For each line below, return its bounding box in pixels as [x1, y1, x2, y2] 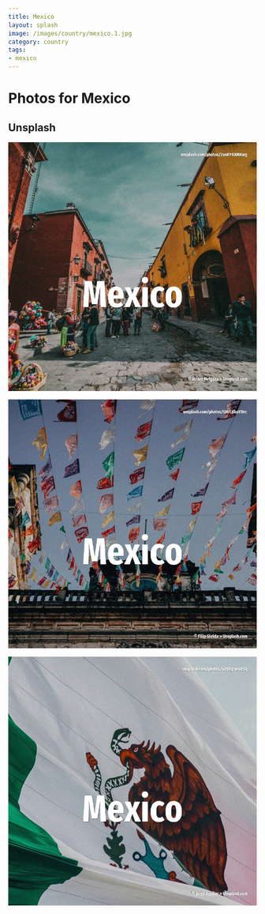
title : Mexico [8, 13, 55, 21]
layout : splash [8, 21, 58, 29]
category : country [8, 38, 69, 46]
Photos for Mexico [8, 89, 131, 107]
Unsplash [8, 121, 57, 134]
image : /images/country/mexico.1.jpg [8, 29, 132, 37]
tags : [8, 46, 26, 55]
